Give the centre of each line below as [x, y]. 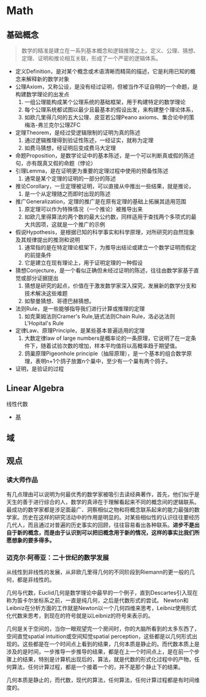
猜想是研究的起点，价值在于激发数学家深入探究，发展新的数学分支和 [110, 286]
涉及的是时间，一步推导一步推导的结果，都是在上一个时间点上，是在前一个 [100, 652]
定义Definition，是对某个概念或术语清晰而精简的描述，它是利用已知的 [102, 71]
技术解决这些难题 [46, 293]
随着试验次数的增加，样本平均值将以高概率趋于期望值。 [111, 346]
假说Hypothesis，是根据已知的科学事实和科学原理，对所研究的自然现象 [105, 232]
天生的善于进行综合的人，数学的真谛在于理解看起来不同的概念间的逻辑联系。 [103, 502]
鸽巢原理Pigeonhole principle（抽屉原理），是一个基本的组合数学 [105, 353]
